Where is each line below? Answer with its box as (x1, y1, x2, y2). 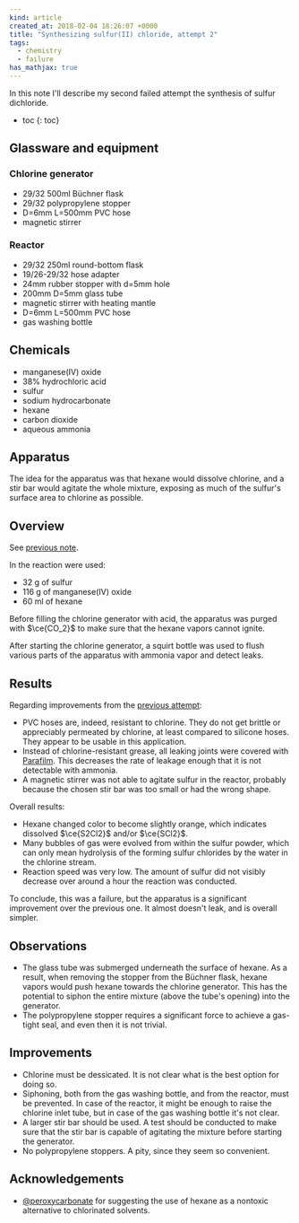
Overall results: (9, 801, 65, 812)
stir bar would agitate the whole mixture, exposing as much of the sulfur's (9, 483, 282, 494)
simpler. (9, 913, 38, 923)
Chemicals (9, 343, 71, 358)
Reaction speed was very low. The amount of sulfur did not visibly (21, 867, 266, 878)
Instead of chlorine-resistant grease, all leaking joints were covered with (21, 746, 289, 756)
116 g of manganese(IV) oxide (21, 587, 132, 598)
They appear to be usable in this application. (21, 737, 186, 747)
